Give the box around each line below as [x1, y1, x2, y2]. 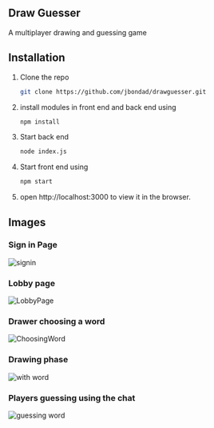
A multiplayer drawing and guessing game [8, 27, 148, 37]
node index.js [19, 147, 67, 155]
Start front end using [19, 162, 89, 172]
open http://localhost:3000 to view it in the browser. [19, 192, 192, 202]
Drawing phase [8, 354, 69, 365]
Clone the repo [19, 72, 69, 82]
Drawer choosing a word [8, 316, 105, 327]
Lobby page [8, 277, 56, 289]
